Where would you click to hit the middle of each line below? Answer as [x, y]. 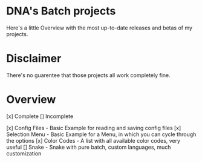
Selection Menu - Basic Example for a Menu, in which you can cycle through [101, 134]
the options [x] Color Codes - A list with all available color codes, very [93, 140]
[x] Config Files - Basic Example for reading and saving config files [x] [94, 128]
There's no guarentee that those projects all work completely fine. [88, 75]
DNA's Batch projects [61, 11]
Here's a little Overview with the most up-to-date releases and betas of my [99, 28]
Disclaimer [34, 59]
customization [24, 153]
